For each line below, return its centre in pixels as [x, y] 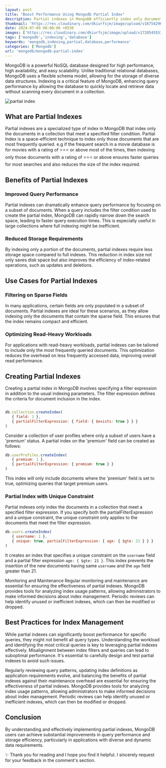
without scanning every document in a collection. [55, 92]
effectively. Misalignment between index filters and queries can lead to [77, 650]
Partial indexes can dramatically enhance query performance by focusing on [83, 205]
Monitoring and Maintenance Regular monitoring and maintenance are [76, 580]
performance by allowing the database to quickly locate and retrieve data [80, 86]
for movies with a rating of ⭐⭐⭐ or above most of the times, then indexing [80, 150]
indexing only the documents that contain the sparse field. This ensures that [83, 316]
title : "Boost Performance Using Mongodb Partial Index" [65, 14]
